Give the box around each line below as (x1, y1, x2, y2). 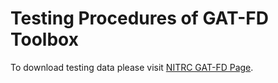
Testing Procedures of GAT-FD (10, 7, 269, 30)
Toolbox (10, 28, 79, 51)
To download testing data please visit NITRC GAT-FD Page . (10, 61, 254, 73)
